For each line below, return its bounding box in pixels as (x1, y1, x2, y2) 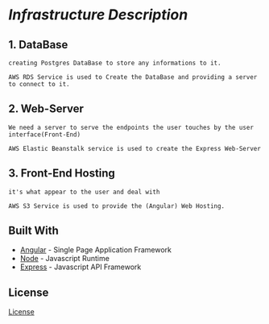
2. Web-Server (8, 102, 85, 116)
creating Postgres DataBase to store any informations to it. (8, 59, 221, 67)
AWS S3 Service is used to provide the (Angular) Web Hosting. (8, 201, 226, 210)
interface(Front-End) (8, 131, 81, 139)
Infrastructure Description (8, 6, 188, 24)
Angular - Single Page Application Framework (19, 245, 172, 255)
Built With (8, 224, 59, 238)
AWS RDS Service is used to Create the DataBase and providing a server (8, 73, 258, 81)
